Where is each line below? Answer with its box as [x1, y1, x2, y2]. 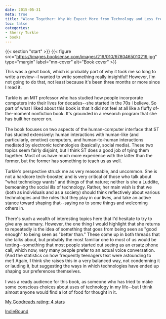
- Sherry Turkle [5, 30, 39, 35]
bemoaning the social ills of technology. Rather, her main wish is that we [5, 184, 152, 190]
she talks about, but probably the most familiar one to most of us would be [5, 236, 157, 242]
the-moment [5, 110, 31, 116]
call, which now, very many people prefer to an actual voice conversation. [5, 247, 155, 253]
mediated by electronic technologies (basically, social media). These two [5, 142, 154, 148]
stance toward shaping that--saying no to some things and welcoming [5, 200, 148, 206]
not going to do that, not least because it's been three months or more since [5, 79, 160, 85]
